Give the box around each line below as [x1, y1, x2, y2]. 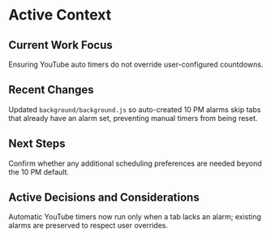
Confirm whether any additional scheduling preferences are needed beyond [8, 158, 262, 168]
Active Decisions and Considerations [8, 191, 200, 205]
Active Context [8, 6, 112, 24]
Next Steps [8, 136, 66, 151]
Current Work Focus [8, 38, 114, 52]
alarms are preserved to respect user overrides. [8, 221, 169, 231]
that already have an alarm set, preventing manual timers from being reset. [8, 113, 258, 123]
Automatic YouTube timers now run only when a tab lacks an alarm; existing [8, 212, 262, 222]
